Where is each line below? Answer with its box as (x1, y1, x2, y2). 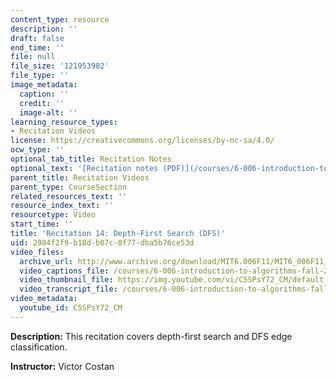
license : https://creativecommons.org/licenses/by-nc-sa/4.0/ (10, 136, 275, 146)
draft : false (10, 33, 65, 43)
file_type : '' (10, 71, 70, 81)
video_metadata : (10, 294, 78, 304)
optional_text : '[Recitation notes (10, 163, 159, 173)
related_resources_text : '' (10, 191, 128, 201)
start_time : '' (10, 219, 74, 230)
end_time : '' (10, 42, 65, 53)
